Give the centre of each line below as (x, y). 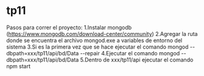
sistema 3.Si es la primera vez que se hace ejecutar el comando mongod (97, 47)
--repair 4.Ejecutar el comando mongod (130, 53)
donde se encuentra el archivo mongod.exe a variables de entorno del (94, 40)
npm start (19, 66)
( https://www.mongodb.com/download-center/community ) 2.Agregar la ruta (102, 33)
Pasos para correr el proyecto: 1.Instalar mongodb (69, 27)
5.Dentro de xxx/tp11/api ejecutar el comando (137, 60)
